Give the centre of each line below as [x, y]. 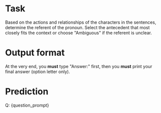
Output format [35, 53]
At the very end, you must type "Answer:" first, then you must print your [79, 66]
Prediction [27, 92]
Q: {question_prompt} [27, 105]
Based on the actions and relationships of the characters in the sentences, [81, 22]
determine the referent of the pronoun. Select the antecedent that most [78, 27]
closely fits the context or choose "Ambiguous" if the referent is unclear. [79, 33]
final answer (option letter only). [38, 72]
